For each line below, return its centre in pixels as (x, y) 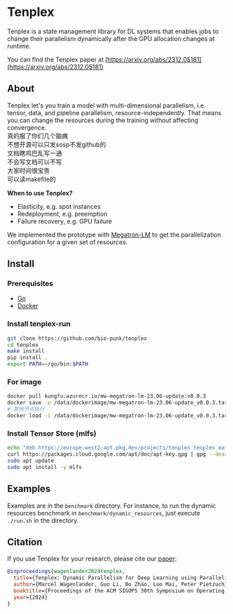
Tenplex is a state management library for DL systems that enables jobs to (113, 31)
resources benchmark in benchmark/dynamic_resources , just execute (104, 513)
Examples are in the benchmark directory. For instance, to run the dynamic (112, 505)
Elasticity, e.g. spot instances (59, 206)
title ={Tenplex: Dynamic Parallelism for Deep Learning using (105, 578)
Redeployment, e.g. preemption (62, 214)
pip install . (28, 358)
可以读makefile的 (32, 179)
